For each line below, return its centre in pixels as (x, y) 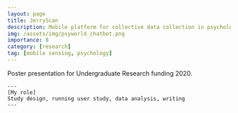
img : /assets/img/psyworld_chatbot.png (66, 34)
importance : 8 (28, 40)
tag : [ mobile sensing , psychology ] (60, 54)
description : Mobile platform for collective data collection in (106, 27)
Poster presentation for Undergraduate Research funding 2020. (100, 73)
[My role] (22, 93)
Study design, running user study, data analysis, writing (96, 99)
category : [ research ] (39, 47)
